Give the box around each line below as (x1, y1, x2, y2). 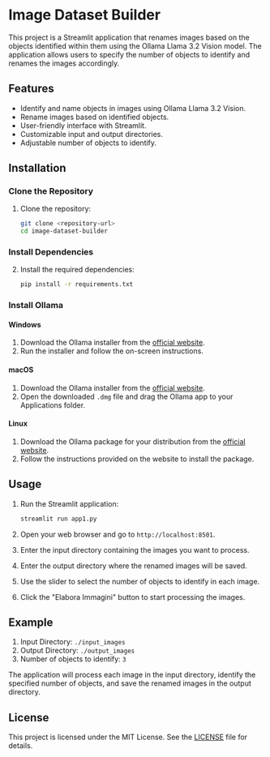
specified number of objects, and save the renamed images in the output (8, 678, 251, 688)
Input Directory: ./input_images (19, 637, 126, 647)
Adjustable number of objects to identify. (19, 138, 156, 148)
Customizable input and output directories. (19, 129, 164, 139)
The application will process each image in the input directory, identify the (8, 670, 256, 680)
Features (8, 82, 54, 96)
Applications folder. (19, 400, 86, 410)
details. (8, 741, 33, 751)
